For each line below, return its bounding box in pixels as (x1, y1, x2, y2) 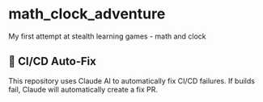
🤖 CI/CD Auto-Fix (8, 55, 97, 68)
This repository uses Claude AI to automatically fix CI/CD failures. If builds (8, 75, 255, 85)
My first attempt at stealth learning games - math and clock (8, 31, 206, 41)
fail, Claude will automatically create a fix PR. (8, 84, 158, 94)
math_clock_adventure (8, 5, 166, 23)
